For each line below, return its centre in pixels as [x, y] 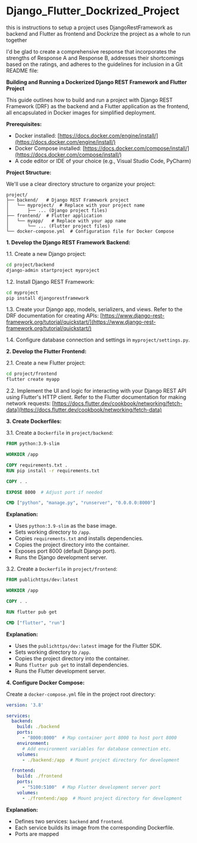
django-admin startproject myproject [53, 270]
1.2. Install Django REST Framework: [50, 281]
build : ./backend [38, 727]
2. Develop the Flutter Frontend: [46, 352]
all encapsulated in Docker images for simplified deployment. [81, 112]
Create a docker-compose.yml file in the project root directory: [81, 694]
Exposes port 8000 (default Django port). [65, 551]
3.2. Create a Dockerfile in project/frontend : [62, 569]
